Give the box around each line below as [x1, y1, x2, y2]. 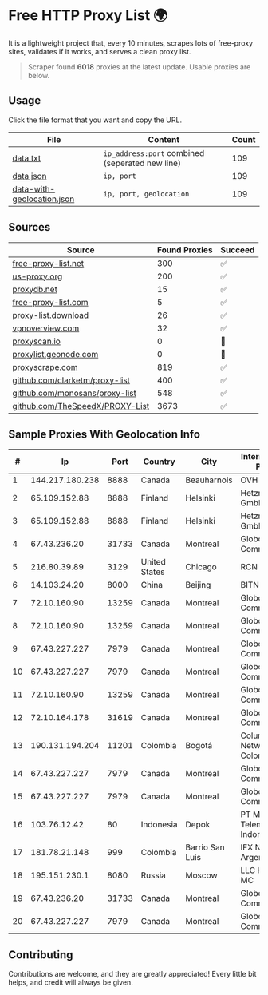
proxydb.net [12, 283, 58, 295]
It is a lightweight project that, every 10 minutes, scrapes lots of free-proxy [8, 38, 254, 48]
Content [148, 133, 180, 145]
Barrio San [185, 842, 225, 853]
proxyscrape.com [12, 361, 78, 372]
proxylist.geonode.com [12, 348, 99, 359]
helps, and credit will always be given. [8, 977, 133, 987]
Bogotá [185, 740, 213, 751]
